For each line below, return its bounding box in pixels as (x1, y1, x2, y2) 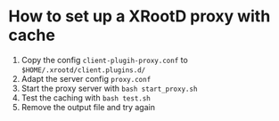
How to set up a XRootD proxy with (8, 6, 271, 27)
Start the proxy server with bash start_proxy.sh (21, 83, 198, 93)
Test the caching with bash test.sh (21, 92, 151, 103)
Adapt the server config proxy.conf (21, 73, 152, 84)
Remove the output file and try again (21, 101, 155, 112)
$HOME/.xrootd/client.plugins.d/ (21, 65, 146, 75)
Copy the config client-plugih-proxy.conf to (21, 54, 188, 65)
